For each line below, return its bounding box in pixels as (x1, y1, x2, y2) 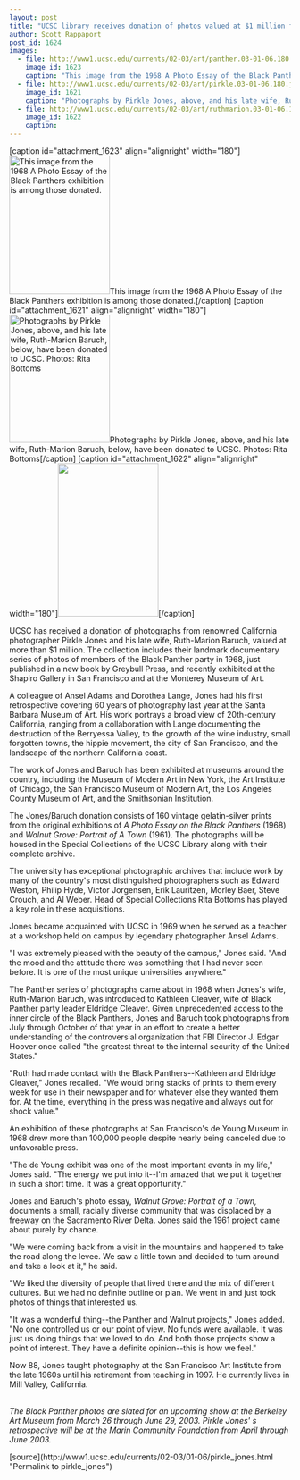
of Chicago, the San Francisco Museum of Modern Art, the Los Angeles (9, 784, 272, 794)
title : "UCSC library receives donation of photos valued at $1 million (9, 21, 286, 30)
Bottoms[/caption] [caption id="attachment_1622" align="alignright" (9, 453, 259, 464)
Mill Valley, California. (9, 1379, 88, 1390)
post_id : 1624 (9, 38, 62, 47)
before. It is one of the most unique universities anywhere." (9, 967, 227, 977)
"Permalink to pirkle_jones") (9, 1461, 113, 1471)
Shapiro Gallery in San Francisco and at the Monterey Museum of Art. (9, 673, 265, 684)
